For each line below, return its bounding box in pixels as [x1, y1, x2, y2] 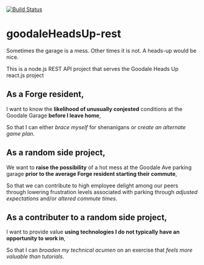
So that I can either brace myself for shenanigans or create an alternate [6, 123, 186, 130]
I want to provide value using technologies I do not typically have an [6, 228, 180, 236]
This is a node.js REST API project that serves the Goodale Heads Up [6, 65, 179, 72]
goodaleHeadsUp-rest [6, 27, 121, 41]
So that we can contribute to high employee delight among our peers [6, 182, 178, 189]
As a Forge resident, [6, 89, 84, 99]
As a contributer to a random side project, [6, 212, 168, 223]
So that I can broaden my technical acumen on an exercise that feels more [6, 246, 193, 254]
